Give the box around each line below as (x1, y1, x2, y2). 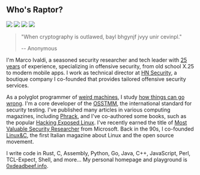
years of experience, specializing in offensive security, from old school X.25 (6, 62, 194, 70)
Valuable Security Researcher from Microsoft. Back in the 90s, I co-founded (6, 125, 194, 132)
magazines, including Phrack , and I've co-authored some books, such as (6, 112, 187, 119)
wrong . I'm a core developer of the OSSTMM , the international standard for (6, 99, 192, 107)
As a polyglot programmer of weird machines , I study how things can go (6, 93, 185, 101)
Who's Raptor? (6, 5, 63, 15)
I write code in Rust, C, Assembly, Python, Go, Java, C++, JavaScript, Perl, (6, 149, 191, 156)
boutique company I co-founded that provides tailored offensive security (6, 75, 186, 83)
